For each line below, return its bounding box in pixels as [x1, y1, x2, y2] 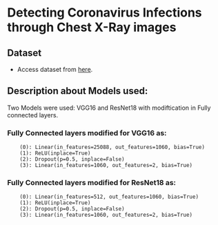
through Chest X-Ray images [7, 19, 177, 35]
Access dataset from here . [17, 66, 93, 73]
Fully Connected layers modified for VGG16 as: [7, 128, 167, 137]
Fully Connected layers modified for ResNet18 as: [7, 178, 177, 188]
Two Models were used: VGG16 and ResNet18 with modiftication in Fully [7, 104, 211, 112]
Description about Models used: [7, 85, 148, 97]
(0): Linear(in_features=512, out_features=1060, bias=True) [19, 193, 199, 201]
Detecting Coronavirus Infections [7, 5, 202, 21]
